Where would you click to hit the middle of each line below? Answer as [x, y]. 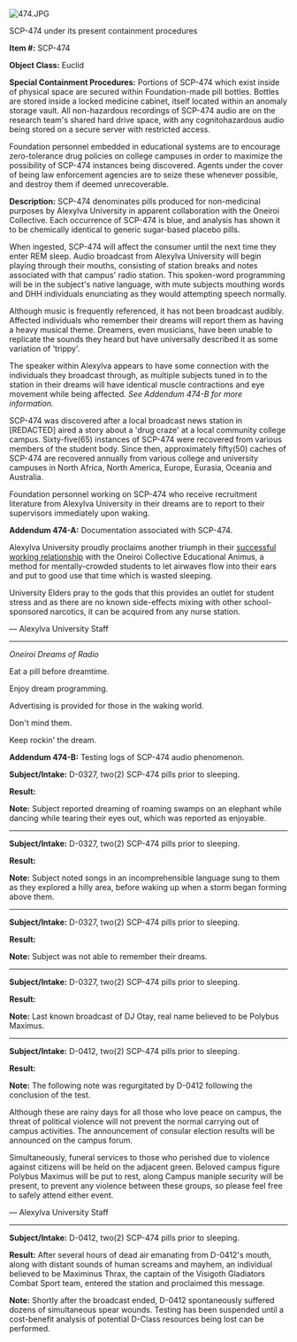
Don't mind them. [41, 723]
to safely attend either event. [61, 1195]
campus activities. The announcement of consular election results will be [142, 1131]
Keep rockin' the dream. [53, 740]
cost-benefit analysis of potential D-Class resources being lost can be [137, 1319]
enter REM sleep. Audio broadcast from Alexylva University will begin [136, 256]
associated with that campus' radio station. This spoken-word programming [147, 275]
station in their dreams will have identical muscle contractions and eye [137, 384]
